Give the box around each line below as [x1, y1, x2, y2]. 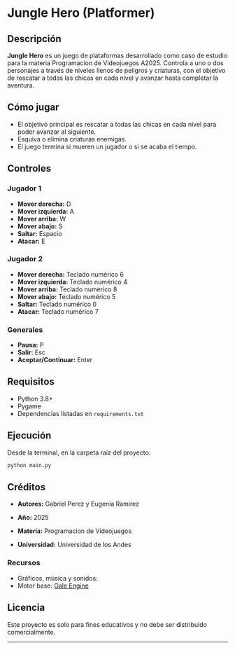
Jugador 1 [7, 184, 42, 193]
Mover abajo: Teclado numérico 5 [17, 292, 116, 300]
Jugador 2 [7, 254, 43, 264]
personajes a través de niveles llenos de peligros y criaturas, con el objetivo [7, 67, 226, 74]
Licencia [7, 602, 45, 614]
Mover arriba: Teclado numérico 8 [17, 285, 117, 293]
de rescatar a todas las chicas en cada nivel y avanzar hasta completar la [7, 74, 219, 82]
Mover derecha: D [17, 200, 71, 208]
